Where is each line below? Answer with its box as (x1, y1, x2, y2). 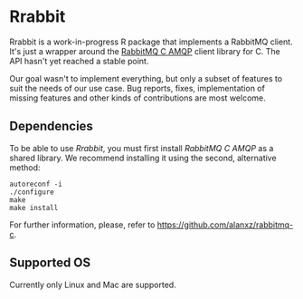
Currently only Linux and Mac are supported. (9, 279, 176, 290)
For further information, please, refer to (9, 219, 156, 230)
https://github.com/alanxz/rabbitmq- (156, 219, 294, 230)
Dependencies (9, 119, 93, 134)
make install (9, 203, 59, 212)
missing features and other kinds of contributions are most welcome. (9, 92, 266, 103)
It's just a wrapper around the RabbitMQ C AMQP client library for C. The (9, 45, 280, 56)
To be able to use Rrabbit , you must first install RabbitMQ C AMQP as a (9, 142, 274, 153)
